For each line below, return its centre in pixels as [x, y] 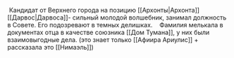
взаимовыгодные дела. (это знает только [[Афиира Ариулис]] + [103, 40]
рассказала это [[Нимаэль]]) [50, 47]
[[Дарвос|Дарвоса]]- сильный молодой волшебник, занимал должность [117, 17]
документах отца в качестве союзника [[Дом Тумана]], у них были [109, 32]
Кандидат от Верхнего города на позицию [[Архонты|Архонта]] [104, 10]
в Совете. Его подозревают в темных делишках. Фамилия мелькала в [115, 25]
